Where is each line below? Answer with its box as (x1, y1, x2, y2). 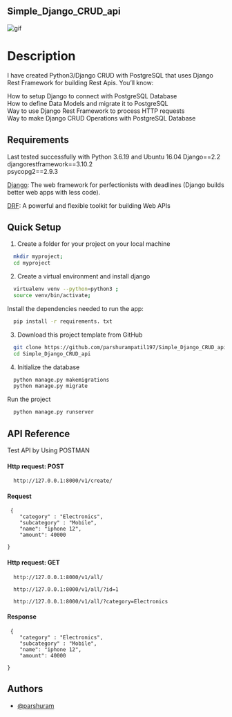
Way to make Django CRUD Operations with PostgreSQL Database (7, 114, 196, 122)
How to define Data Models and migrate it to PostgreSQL (7, 99, 169, 107)
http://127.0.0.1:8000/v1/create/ (13, 477, 113, 484)
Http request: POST (7, 462, 64, 470)
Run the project (7, 395, 51, 404)
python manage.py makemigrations (13, 376, 110, 383)
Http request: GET (7, 558, 60, 567)
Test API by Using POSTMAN (7, 446, 90, 454)
